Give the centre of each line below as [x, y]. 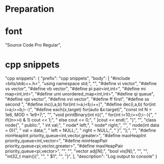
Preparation [30, 9]
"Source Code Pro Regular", [33, 45]
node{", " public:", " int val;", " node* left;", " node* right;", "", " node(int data [82, 125]
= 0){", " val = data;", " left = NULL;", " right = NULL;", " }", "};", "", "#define [81, 130]
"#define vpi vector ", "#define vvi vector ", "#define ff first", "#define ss [77, 99]
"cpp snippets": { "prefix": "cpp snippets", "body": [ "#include [68, 78]
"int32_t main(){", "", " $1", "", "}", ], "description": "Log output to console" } [81, 156]
